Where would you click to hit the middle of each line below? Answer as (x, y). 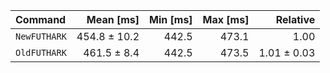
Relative (295, 19)
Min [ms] (171, 19)
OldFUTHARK (41, 52)
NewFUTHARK (41, 36)
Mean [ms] (113, 19)
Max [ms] (226, 19)
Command (41, 19)
